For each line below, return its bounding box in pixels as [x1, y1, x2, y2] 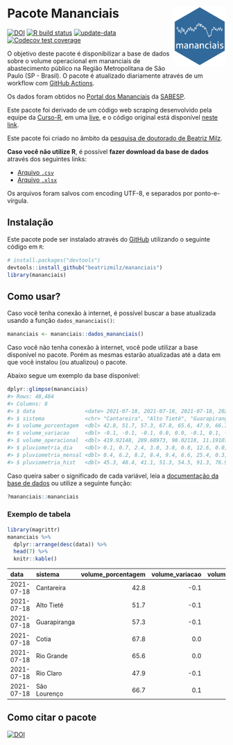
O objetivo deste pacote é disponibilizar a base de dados [7, 49, 170, 58]
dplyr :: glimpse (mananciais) [7, 386, 89, 393]
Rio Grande [35, 652, 68, 660]
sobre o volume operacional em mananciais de [7, 56, 141, 65]
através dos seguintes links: [7, 155, 87, 163]
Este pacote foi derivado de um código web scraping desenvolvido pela [7, 106, 212, 114]
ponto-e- [193, 189, 221, 197]
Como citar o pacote [7, 712, 97, 723]
